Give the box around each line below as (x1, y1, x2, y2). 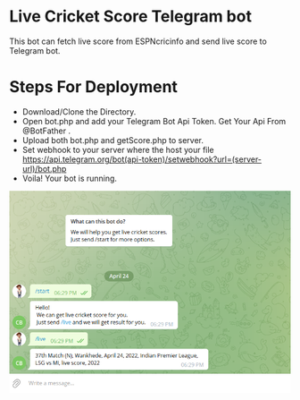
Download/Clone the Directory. (21, 106, 137, 117)
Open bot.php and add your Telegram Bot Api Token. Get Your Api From (21, 115, 287, 126)
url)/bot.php (21, 163, 67, 174)
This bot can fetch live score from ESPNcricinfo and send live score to (9, 36, 268, 47)
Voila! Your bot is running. (21, 173, 118, 183)
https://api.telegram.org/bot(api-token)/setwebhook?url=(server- (21, 154, 262, 165)
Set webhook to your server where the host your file (21, 144, 214, 155)
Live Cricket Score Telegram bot (9, 6, 253, 27)
